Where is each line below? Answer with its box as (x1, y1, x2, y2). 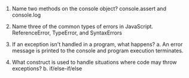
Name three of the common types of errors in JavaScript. (11, 23, 154, 30)
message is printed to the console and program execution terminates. (11, 47, 184, 54)
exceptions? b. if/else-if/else (11, 65, 83, 72)
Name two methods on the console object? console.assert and (11, 5, 166, 12)
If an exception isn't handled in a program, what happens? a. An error (11, 41, 183, 48)
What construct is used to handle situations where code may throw (11, 59, 178, 65)
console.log (11, 11, 41, 18)
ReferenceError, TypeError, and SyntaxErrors (11, 29, 123, 36)
